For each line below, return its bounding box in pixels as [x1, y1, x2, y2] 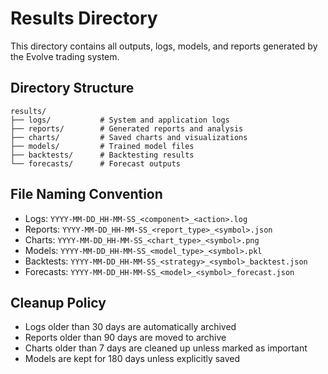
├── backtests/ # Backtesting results [10, 150, 195, 160]
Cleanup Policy [10, 294, 107, 311]
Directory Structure [10, 80, 135, 97]
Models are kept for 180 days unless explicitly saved [24, 353, 241, 365]
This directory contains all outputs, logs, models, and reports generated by [10, 40, 318, 52]
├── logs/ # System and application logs [10, 115, 230, 125]
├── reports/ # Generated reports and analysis [10, 123, 244, 134]
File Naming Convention [10, 186, 163, 203]
